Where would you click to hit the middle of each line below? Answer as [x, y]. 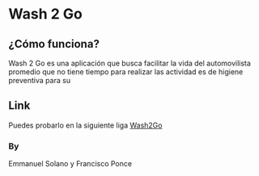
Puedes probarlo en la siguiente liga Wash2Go [85, 125]
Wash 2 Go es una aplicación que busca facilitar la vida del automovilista [129, 63]
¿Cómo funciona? [54, 44]
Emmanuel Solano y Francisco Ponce [70, 164]
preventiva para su [40, 80]
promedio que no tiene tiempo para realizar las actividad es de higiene [126, 72]
